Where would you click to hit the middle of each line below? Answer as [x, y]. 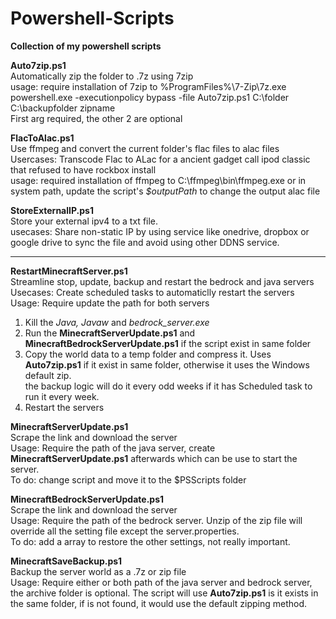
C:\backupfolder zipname [63, 108]
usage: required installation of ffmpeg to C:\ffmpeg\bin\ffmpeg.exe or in [158, 180]
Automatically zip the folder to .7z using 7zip [102, 76]
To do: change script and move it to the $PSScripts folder [128, 479]
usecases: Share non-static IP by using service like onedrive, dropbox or [160, 231]
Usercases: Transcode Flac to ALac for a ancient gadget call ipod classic [160, 159]
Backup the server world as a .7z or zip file [98, 571]
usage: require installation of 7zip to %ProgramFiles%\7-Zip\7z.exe [148, 86]
